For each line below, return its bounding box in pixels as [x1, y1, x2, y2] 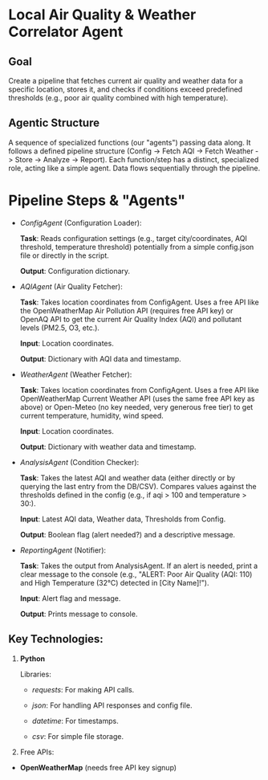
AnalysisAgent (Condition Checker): [19, 457, 140, 467]
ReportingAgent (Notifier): [19, 545, 107, 555]
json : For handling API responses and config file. [31, 700, 193, 710]
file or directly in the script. [19, 251, 110, 260]
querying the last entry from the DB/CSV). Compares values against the [19, 481, 257, 491]
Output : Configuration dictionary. [19, 266, 131, 276]
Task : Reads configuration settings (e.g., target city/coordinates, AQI [19, 233, 247, 243]
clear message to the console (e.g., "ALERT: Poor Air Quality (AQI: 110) [19, 569, 253, 579]
